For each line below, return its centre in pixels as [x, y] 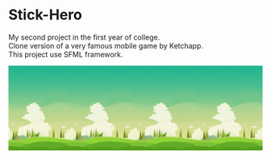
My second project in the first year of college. [84, 37]
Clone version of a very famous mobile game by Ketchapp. [106, 45]
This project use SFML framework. [66, 54]
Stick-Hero [45, 15]
